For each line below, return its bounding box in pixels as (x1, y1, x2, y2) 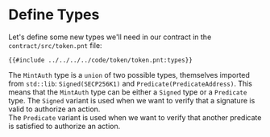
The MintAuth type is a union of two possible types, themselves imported (8, 70, 250, 79)
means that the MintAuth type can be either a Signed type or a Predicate (8, 87, 247, 97)
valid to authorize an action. (8, 104, 101, 114)
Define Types (8, 6, 100, 24)
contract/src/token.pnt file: (8, 40, 102, 50)
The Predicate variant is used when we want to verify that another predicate (8, 112, 262, 122)
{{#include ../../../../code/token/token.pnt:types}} (8, 56, 193, 64)
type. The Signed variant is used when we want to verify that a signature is (8, 95, 255, 105)
